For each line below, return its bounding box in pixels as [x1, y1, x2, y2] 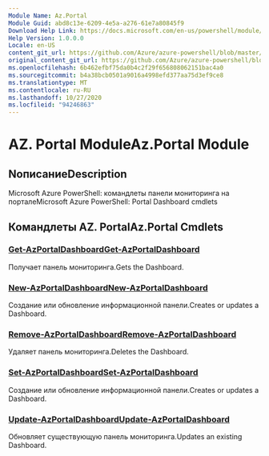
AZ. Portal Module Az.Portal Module [8, 135, 250, 154]
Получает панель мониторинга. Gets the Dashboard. [8, 262, 184, 272]
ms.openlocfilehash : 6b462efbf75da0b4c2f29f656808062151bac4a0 [8, 64, 224, 72]
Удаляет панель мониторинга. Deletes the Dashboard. [8, 347, 190, 357]
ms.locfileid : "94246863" [8, 101, 94, 109]
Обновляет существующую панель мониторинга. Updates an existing [8, 432, 243, 441]
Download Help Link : [8, 26, 78, 34]
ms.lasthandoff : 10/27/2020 [8, 94, 102, 102]
